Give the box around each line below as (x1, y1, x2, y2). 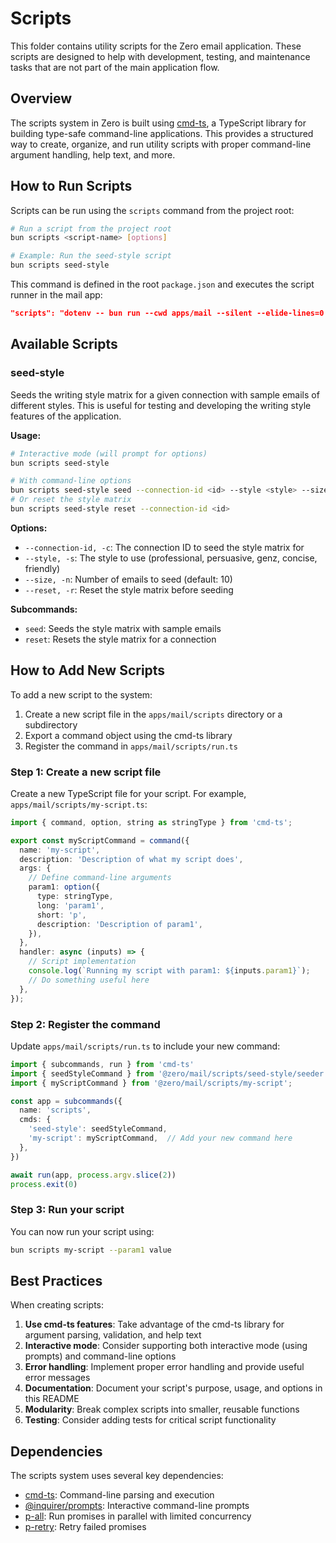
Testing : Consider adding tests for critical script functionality (24, 1414, 277, 1426)
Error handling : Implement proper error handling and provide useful (24, 1361, 305, 1373)
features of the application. (10, 410, 122, 422)
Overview (10, 90, 73, 107)
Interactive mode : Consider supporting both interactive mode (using (24, 1340, 308, 1352)
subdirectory (24, 718, 78, 731)
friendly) (24, 562, 61, 574)
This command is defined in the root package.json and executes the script (10, 278, 315, 291)
